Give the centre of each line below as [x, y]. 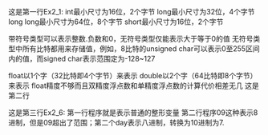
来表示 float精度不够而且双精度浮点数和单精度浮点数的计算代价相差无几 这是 [134, 85]
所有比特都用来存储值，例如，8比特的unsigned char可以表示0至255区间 [141, 49]
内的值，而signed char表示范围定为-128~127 [82, 59]
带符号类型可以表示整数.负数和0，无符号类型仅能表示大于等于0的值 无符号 [131, 39]
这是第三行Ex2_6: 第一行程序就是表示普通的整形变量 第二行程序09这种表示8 [133, 113]
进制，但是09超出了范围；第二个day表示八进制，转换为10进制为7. [116, 123]
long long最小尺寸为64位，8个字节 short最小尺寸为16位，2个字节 [116, 22]
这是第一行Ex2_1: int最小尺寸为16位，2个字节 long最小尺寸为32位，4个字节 [132, 12]
